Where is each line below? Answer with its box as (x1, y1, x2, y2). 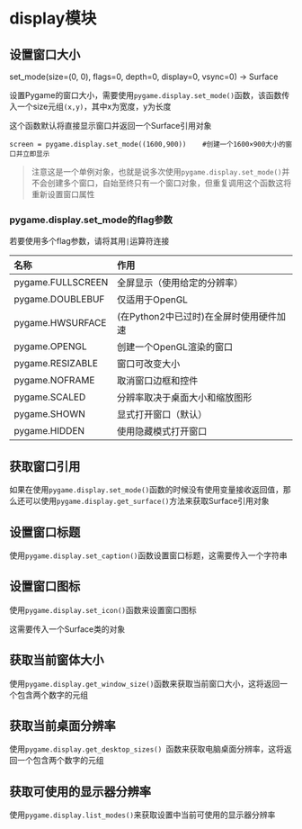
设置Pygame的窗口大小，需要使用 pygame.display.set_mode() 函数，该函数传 (9, 90, 290, 100)
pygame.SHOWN (13, 408, 85, 420)
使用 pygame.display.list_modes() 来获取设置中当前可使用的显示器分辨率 (9, 809, 276, 820)
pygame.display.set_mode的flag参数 (9, 213, 173, 226)
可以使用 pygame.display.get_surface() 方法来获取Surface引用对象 (24, 496, 270, 507)
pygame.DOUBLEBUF (13, 293, 105, 306)
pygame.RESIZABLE (13, 357, 99, 370)
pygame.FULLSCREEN (13, 276, 109, 289)
